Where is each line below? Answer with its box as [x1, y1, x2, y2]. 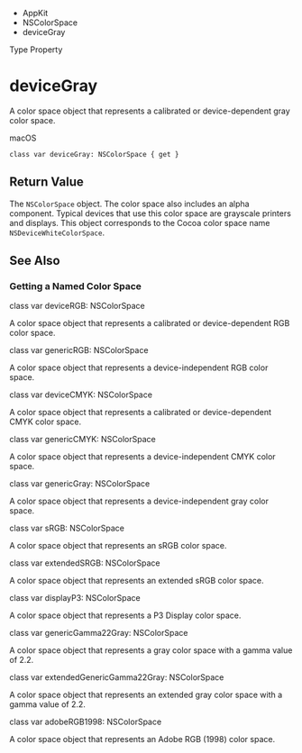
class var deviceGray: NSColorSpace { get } [9, 150, 179, 159]
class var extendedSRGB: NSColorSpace [9, 558, 160, 568]
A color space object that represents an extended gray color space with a [9, 689, 283, 701]
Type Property [9, 44, 63, 55]
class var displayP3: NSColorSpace [9, 593, 142, 603]
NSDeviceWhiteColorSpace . [9, 227, 105, 238]
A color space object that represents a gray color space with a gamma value [9, 645, 293, 656]
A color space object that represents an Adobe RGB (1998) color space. [9, 734, 276, 745]
